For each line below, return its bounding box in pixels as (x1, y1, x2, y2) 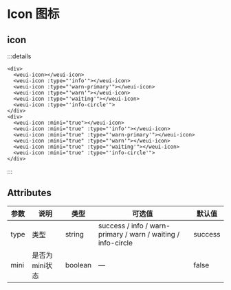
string (65, 229, 85, 239)
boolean (65, 260, 91, 269)
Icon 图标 (7, 6, 60, 22)
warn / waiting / (129, 229, 180, 239)
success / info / (98, 221, 148, 230)
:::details (7, 52, 32, 60)
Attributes (7, 187, 52, 199)
